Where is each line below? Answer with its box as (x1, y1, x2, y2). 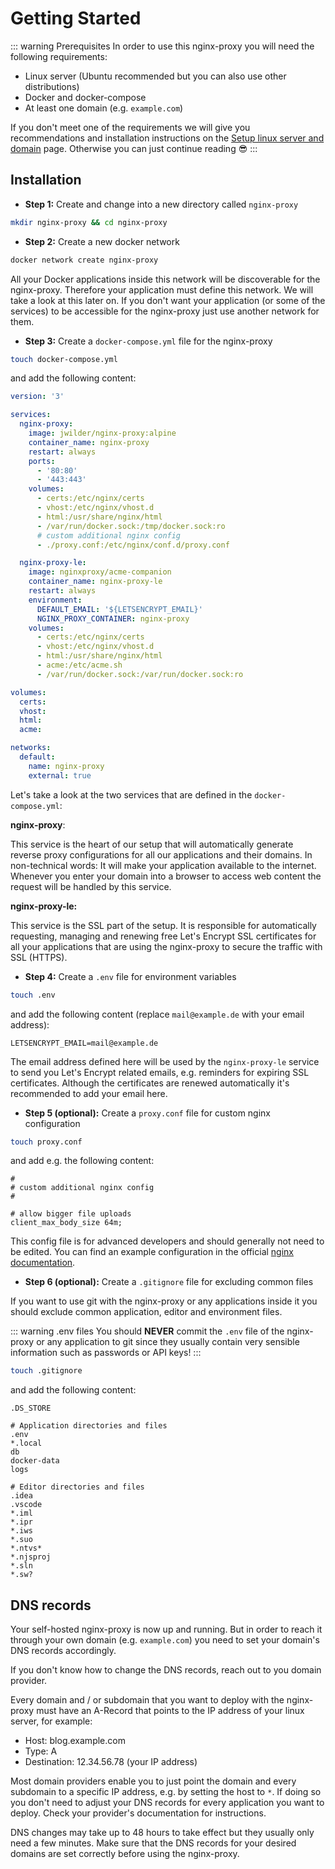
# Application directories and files (10, 1421, 168, 1431)
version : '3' (10, 392, 65, 402)
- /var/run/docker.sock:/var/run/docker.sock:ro (36, 669, 244, 679)
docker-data (10, 1456, 60, 1466)
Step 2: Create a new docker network (24, 235, 180, 247)
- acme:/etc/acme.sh (36, 660, 123, 670)
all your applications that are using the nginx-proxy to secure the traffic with (10, 940, 323, 952)
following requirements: (10, 50, 108, 62)
